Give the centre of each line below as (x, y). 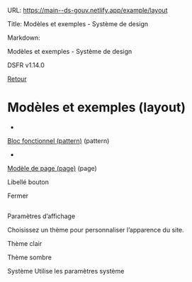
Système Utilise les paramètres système (66, 271)
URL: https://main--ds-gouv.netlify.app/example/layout (87, 10)
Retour (17, 79)
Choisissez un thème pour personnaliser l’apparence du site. (96, 230)
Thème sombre (29, 257)
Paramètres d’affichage (41, 216)
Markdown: (24, 38)
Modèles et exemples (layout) (97, 107)
